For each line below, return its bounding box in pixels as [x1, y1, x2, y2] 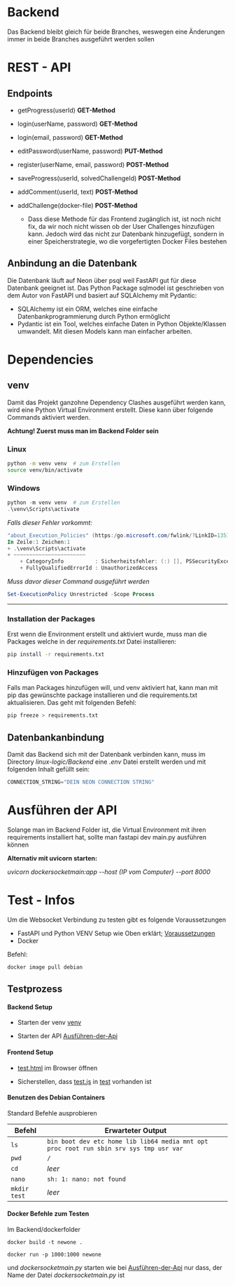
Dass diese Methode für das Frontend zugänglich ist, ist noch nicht [27, 215, 222, 223]
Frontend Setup [7, 1047, 54, 1056]
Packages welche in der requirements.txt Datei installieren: [7, 637, 177, 646]
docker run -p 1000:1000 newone [7, 1251, 101, 1258]
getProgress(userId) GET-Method [17, 106, 115, 114]
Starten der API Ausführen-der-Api [17, 1032, 117, 1040]
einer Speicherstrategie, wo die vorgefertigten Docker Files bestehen [27, 237, 227, 246]
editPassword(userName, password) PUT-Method [17, 147, 163, 155]
